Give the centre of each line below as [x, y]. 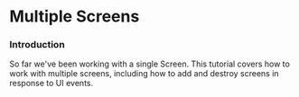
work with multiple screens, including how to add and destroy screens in [144, 74]
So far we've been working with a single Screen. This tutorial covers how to [150, 64]
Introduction [37, 45]
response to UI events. [51, 84]
